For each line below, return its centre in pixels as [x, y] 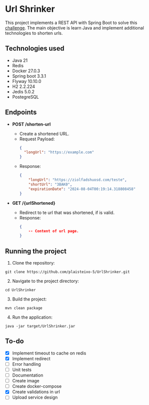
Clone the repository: [33, 263]
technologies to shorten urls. [34, 33]
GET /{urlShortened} [34, 203]
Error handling [26, 364]
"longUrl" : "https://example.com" [59, 152]
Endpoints [21, 112]
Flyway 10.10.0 [27, 81]
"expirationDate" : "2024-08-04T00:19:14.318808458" [82, 189]
